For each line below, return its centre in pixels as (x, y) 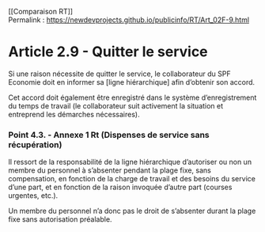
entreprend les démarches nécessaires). (74, 114)
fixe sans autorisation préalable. (60, 219)
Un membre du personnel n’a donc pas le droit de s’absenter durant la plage (132, 211)
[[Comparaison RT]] (41, 11)
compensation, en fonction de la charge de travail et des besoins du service (132, 179)
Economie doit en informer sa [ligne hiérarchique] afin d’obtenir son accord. (132, 82)
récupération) (35, 144)
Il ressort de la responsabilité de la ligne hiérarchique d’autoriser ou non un (130, 162)
